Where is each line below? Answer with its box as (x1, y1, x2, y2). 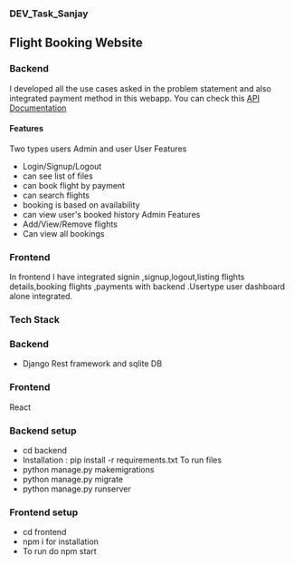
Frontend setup (9, 506, 79, 519)
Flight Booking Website (9, 35, 143, 51)
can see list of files (22, 170, 93, 181)
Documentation (9, 102, 67, 113)
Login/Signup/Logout (22, 161, 102, 171)
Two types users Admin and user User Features (9, 143, 187, 154)
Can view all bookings (22, 228, 105, 239)
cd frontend (22, 527, 67, 538)
